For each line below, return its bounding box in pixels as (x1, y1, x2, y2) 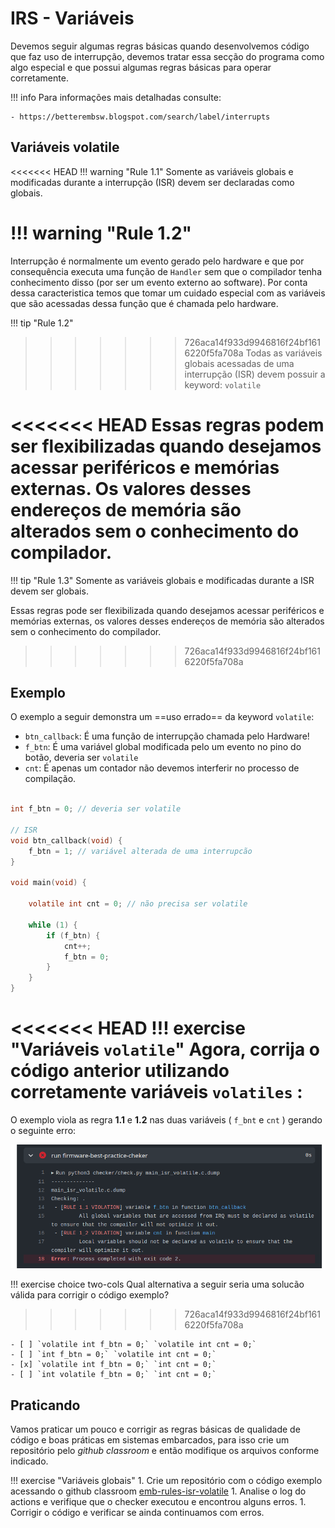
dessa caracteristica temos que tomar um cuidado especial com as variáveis (10, 287, 326, 299)
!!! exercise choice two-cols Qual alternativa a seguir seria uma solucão (10, 1278, 305, 1291)
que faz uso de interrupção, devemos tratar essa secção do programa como (10, 50, 325, 62)
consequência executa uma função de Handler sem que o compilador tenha (10, 265, 322, 277)
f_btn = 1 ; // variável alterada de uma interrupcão (28, 846, 253, 856)
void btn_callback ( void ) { (10, 835, 123, 846)
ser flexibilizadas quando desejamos (10, 435, 322, 457)
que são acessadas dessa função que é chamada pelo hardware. (10, 297, 279, 309)
